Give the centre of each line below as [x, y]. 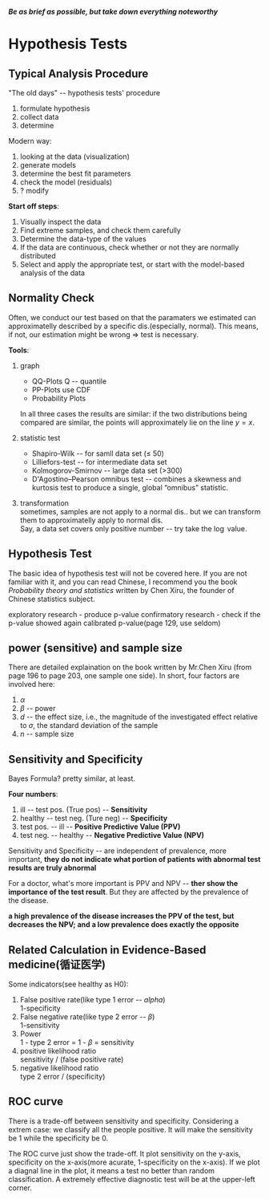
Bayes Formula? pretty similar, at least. [72, 778]
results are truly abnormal [52, 868]
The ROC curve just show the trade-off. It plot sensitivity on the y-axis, [125, 1153]
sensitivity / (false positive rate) [72, 1059]
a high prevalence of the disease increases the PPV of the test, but [121, 916]
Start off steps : [34, 206]
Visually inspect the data [60, 222]
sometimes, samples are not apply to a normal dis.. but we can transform [140, 511]
